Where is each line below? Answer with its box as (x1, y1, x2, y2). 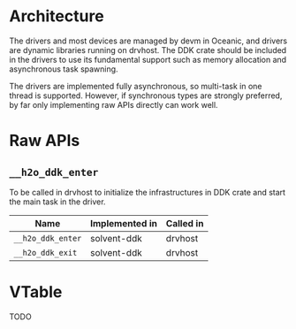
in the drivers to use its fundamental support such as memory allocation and (9, 54, 287, 65)
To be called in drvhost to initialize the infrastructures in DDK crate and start (9, 187, 285, 197)
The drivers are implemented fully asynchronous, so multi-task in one (9, 80, 262, 91)
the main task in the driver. (9, 196, 106, 207)
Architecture (9, 6, 104, 27)
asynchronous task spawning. (9, 64, 118, 74)
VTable (9, 282, 63, 302)
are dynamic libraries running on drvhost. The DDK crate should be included (9, 44, 287, 55)
